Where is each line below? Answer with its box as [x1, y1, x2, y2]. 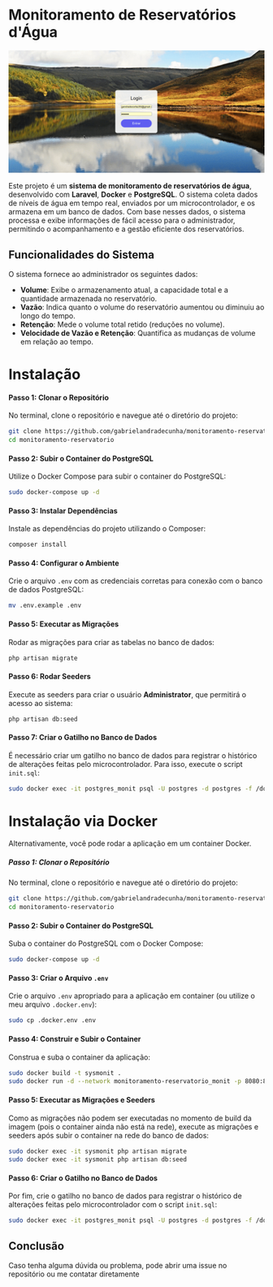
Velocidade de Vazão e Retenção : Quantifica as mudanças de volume [19, 327, 256, 338]
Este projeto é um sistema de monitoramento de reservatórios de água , [8, 181, 252, 191]
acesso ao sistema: [8, 698, 73, 708]
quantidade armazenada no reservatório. [19, 293, 158, 303]
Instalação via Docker [8, 812, 158, 830]
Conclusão [8, 1239, 65, 1253]
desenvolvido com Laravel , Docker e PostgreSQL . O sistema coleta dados [8, 189, 258, 200]
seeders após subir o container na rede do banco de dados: [8, 1130, 210, 1140]
